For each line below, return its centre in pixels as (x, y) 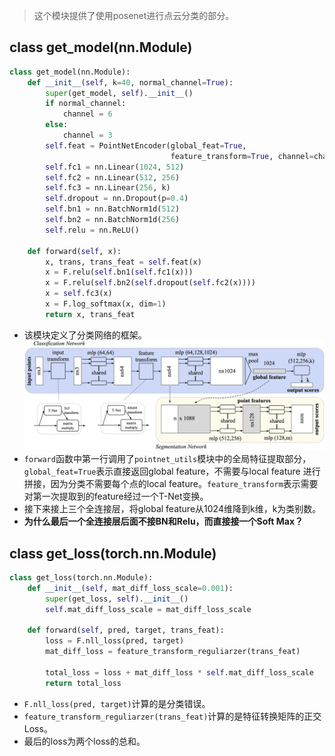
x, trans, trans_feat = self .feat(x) (123, 262)
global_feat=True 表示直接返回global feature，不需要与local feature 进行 (172, 471)
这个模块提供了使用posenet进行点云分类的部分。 (134, 15)
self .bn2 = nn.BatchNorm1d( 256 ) (113, 220)
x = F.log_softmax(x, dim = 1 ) (106, 304)
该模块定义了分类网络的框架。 (85, 335)
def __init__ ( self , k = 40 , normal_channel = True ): (130, 82)
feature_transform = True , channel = (242, 156)
